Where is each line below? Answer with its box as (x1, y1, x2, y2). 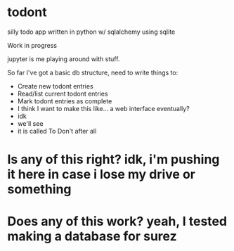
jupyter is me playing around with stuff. (7, 54, 120, 63)
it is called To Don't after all (17, 127, 97, 135)
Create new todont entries (17, 82, 93, 90)
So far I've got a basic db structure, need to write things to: (7, 68, 178, 77)
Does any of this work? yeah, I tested (7, 214, 227, 229)
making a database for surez (7, 229, 177, 245)
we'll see (17, 119, 44, 127)
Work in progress (7, 41, 58, 49)
